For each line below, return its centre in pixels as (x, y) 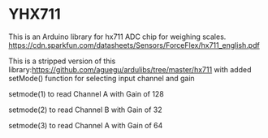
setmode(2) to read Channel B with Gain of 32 (85, 110)
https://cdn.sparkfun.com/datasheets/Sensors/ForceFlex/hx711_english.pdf (134, 45)
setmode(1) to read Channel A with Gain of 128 (86, 93)
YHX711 (35, 14)
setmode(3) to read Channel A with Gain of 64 (86, 125)
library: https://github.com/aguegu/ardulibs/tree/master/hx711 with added (130, 69)
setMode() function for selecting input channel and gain (102, 78)
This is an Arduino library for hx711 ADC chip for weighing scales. (117, 37)
